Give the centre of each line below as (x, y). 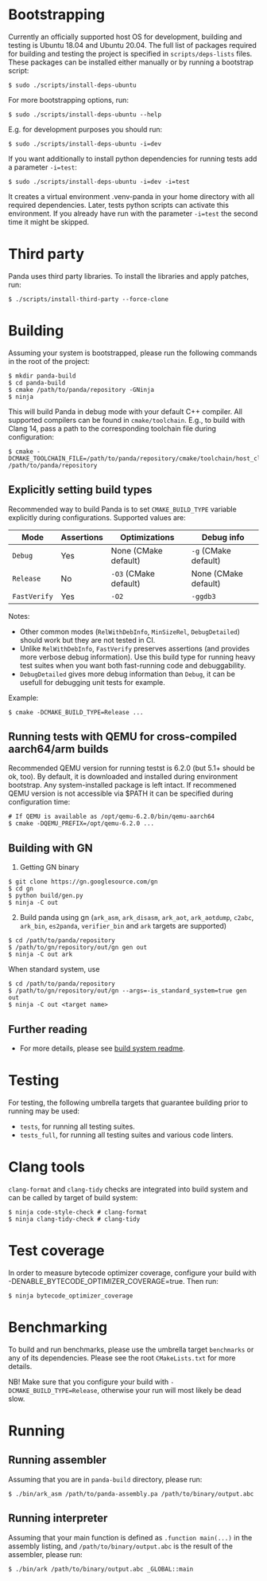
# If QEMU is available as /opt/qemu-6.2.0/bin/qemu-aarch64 (112, 817)
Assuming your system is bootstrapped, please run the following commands (133, 353)
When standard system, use (54, 969)
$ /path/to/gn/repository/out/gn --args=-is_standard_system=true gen (128, 991)
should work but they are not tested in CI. (87, 640)
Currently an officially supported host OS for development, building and (125, 37)
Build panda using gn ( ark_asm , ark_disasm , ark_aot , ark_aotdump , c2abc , (137, 918)
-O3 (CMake (133, 573)
